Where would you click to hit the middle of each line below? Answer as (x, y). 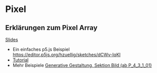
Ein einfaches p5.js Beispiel (41, 49)
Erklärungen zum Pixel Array (51, 28)
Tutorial (21, 60)
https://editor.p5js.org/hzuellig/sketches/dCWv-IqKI (66, 54)
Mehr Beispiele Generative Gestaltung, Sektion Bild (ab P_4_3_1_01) (82, 65)
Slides (12, 39)
